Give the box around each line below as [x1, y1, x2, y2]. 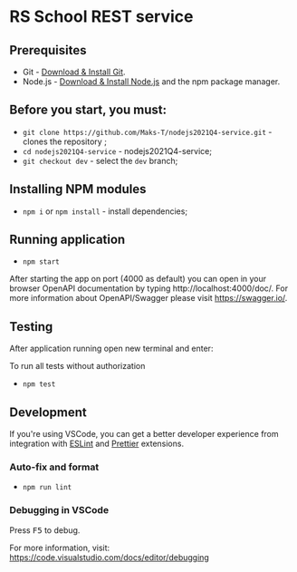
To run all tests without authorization [9, 361, 146, 372]
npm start [22, 257, 61, 267]
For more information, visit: [9, 542, 110, 553]
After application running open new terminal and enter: [9, 343, 214, 354]
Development [9, 404, 88, 420]
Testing [9, 319, 53, 334]
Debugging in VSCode [9, 504, 110, 517]
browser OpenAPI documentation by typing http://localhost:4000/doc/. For [9, 283, 288, 294]
